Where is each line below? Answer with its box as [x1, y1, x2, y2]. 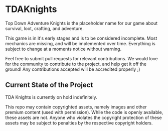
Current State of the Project [5, 81, 93, 89]
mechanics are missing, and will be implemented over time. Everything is [5, 40, 155, 46]
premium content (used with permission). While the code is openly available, [5, 109, 163, 115]
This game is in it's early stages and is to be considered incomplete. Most [5, 35, 157, 41]
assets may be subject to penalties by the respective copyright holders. [5, 119, 153, 126]
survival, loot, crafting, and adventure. [5, 25, 84, 31]
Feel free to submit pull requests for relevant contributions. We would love [5, 55, 158, 61]
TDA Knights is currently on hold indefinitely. [5, 94, 97, 100]
